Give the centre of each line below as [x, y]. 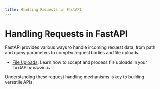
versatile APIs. [20, 82]
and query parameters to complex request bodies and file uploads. [72, 52]
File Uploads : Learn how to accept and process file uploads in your [80, 62]
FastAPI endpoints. [31, 67]
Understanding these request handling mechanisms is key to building [75, 77]
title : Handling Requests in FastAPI [44, 10]
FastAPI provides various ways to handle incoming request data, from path [80, 47]
